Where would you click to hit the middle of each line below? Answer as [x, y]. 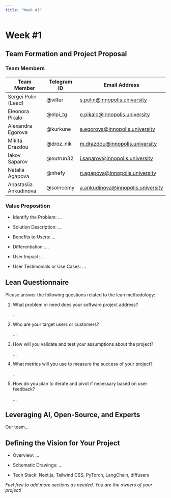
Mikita [15, 141]
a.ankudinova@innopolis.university [121, 187]
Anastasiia [20, 184]
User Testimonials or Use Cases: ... [49, 266]
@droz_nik [59, 144]
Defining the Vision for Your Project [63, 443]
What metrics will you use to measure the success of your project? [82, 364]
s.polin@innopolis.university [113, 100]
